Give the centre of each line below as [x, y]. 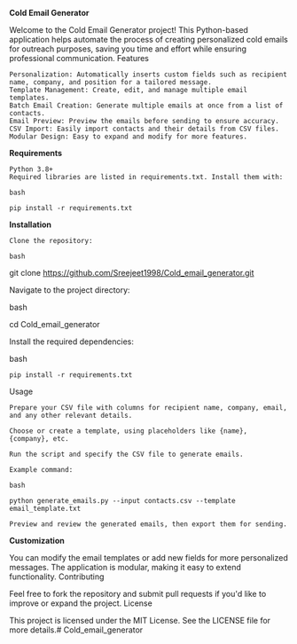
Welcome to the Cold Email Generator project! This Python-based [129, 30]
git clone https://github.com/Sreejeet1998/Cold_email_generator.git [132, 273]
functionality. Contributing [57, 577]
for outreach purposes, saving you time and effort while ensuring [128, 49]
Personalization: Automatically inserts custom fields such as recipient [148, 75]
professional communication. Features [79, 58]
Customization [37, 541]
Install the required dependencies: [72, 342]
